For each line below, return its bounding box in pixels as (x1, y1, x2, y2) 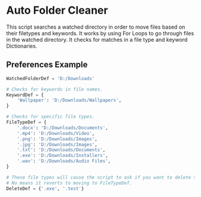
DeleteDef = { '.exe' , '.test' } (6, 186, 84, 192)
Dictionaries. (6, 42, 38, 50)
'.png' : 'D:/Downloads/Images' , (17, 136, 98, 142)
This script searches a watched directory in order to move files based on (6, 23, 185, 30)
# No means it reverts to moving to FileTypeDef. (6, 180, 133, 186)
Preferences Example (6, 60, 88, 70)
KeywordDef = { (6, 92, 44, 98)
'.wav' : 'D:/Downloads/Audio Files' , (17, 158, 111, 164)
